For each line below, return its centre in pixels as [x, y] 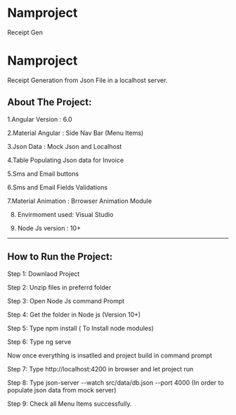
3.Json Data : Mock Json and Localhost [65, 146]
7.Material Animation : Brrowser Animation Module [80, 201]
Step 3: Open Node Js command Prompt [66, 301]
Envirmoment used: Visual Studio [65, 214]
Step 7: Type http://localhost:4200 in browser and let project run [100, 369]
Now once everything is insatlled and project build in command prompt [110, 355]
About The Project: [50, 102]
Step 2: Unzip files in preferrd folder [59, 287]
